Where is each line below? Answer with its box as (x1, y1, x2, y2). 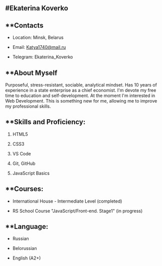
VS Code (12, 150, 31, 156)
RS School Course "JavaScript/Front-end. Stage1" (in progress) (12, 208, 143, 214)
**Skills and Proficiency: (5, 118, 86, 126)
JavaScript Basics (12, 170, 50, 176)
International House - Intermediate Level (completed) (12, 198, 122, 204)
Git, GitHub (12, 160, 36, 166)
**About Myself (5, 68, 58, 77)
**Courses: (5, 185, 44, 193)
